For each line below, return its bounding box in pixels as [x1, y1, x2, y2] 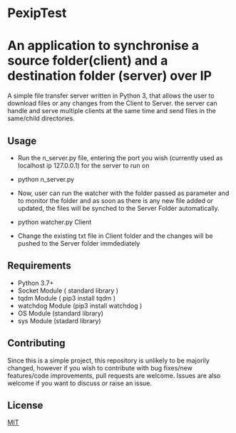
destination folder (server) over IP [7, 68, 212, 84]
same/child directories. [7, 114, 75, 122]
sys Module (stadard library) [17, 316, 101, 325]
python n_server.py [17, 174, 75, 183]
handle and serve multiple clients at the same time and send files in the [7, 107, 216, 115]
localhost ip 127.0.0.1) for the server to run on [17, 161, 150, 169]
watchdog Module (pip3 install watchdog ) [17, 301, 143, 310]
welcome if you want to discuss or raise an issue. [7, 379, 152, 387]
